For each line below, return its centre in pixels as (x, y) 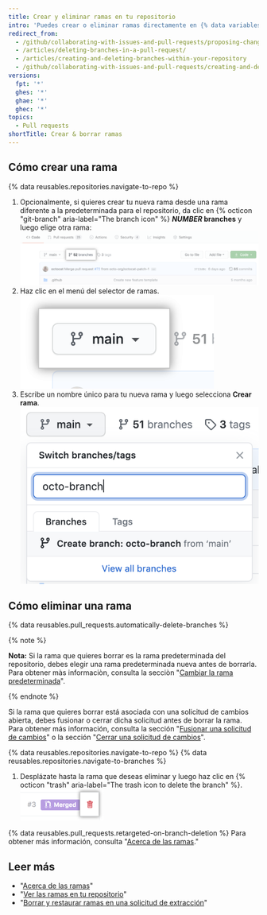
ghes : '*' (31, 92)
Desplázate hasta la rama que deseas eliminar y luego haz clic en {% (133, 777)
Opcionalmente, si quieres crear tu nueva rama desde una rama (124, 202)
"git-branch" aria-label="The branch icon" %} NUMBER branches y (131, 219)
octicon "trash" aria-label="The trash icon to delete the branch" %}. (131, 785)
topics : (21, 118)
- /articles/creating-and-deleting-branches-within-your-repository (131, 59)
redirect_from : (33, 33)
